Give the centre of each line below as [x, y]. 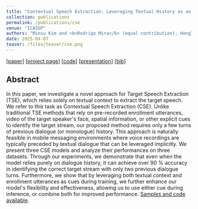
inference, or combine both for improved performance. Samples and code [96, 194]
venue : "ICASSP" [26, 28]
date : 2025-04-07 [27, 39]
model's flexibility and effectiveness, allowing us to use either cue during [95, 188]
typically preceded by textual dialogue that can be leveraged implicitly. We [96, 144]
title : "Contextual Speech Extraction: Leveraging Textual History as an [99, 11]
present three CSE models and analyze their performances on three [88, 150]
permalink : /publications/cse [43, 22]
